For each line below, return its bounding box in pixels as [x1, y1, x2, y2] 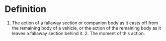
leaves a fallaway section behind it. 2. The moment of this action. [11, 30, 145, 36]
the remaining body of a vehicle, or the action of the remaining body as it [11, 25, 161, 31]
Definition [4, 3, 47, 15]
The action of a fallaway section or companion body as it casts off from [11, 20, 159, 26]
